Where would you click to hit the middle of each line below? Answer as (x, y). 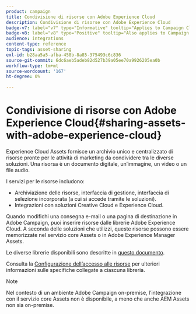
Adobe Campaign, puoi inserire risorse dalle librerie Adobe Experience (91, 223)
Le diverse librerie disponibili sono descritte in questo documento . (85, 253)
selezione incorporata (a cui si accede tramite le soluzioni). (85, 199)
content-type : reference (36, 44)
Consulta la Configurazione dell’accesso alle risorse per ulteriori (83, 264)
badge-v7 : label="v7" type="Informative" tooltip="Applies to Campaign (95, 28)
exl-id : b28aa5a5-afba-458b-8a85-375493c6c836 (64, 55)
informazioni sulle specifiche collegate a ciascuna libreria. (76, 270)
